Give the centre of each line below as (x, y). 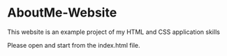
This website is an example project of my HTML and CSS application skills (113, 32)
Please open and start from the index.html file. (74, 45)
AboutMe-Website (62, 13)
